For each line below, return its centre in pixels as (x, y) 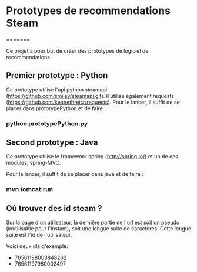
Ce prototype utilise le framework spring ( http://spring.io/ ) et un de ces (92, 157)
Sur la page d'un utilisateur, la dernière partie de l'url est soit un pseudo (93, 222)
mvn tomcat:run (30, 189)
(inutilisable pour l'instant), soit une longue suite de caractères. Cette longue (99, 229)
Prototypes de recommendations (88, 11)
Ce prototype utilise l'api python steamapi (57, 90)
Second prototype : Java (52, 143)
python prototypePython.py (47, 123)
